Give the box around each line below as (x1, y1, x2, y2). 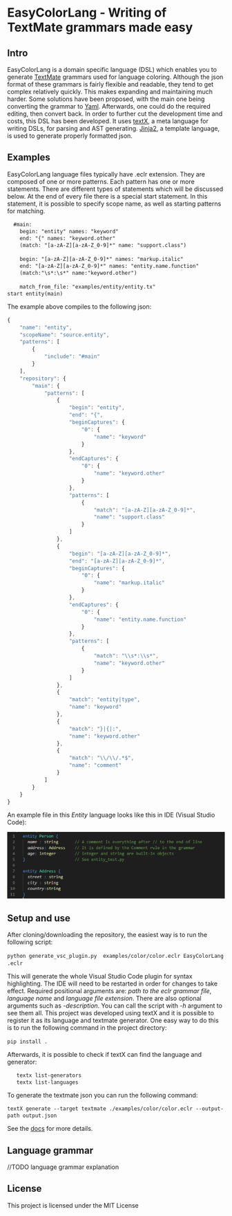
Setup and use (7, 912, 71, 924)
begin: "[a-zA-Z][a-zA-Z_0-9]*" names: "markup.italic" (19, 255, 184, 262)
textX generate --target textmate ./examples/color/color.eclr (7, 1105, 193, 1112)
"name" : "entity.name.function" (93, 616, 187, 623)
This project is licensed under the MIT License (7, 1201, 139, 1209)
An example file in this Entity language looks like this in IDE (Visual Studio (7, 811, 215, 819)
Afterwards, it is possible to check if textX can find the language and (7, 1051, 202, 1059)
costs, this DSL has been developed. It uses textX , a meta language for (7, 117, 209, 125)
